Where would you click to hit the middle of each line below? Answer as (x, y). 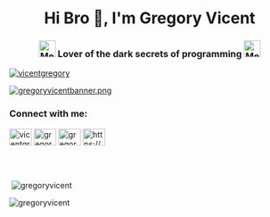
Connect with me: (49, 113)
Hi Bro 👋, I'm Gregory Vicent (150, 18)
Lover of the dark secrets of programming (150, 54)
